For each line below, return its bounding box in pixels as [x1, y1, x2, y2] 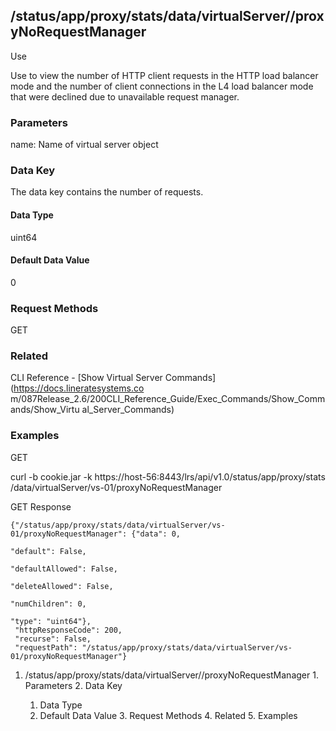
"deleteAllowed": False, [10, 581, 114, 591]
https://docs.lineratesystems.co [13, 382, 145, 394]
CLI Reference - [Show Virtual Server [10, 372, 163, 384]
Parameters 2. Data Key [24, 679, 123, 691]
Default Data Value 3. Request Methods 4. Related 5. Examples [39, 709, 298, 721]
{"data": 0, [131, 529, 182, 539]
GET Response [10, 500, 72, 513]
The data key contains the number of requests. [10, 186, 204, 198]
